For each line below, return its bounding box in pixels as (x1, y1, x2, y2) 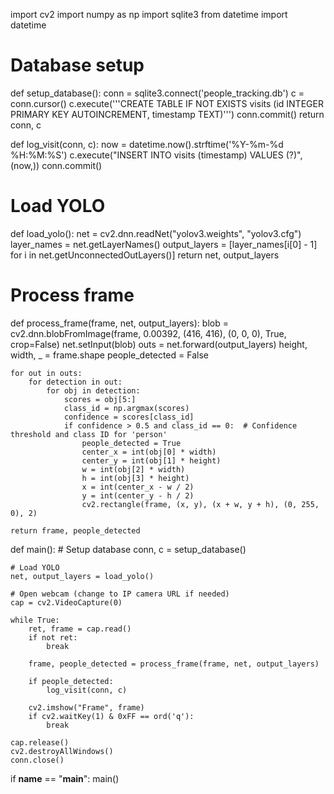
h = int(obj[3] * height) (81, 473, 190, 483)
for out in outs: (10, 368, 83, 378)
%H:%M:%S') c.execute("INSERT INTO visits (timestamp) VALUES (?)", (10, 149, 303, 161)
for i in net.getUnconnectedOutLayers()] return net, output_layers (10, 249, 280, 261)
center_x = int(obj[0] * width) (81, 447, 217, 457)
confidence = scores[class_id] (63, 412, 195, 422)
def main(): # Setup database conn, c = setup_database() (10, 543, 247, 555)
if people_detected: (28, 676, 114, 686)
